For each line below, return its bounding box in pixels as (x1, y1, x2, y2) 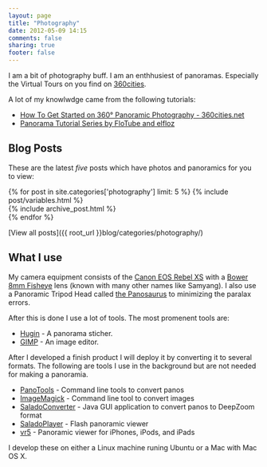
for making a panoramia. (8, 369, 89, 379)
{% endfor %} (8, 212, 54, 222)
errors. (8, 297, 30, 307)
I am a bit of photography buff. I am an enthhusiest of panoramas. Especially (8, 71, 259, 80)
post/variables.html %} (8, 195, 84, 204)
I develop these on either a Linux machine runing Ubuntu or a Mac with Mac (8, 442, 257, 452)
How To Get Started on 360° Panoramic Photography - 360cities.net (19, 110, 245, 120)
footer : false (8, 49, 56, 57)
